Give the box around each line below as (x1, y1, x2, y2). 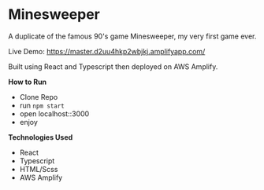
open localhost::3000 (19, 108, 90, 119)
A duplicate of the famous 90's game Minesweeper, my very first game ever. (8, 31, 257, 41)
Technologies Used (8, 132, 73, 142)
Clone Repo (19, 92, 58, 101)
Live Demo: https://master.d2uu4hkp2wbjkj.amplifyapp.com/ (8, 46, 206, 56)
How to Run (8, 77, 47, 86)
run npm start (19, 100, 65, 110)
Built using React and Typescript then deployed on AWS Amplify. (8, 61, 218, 71)
